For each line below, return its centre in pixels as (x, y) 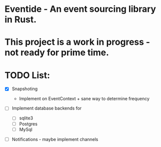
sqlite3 (26, 118)
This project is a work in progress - (77, 42)
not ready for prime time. (57, 53)
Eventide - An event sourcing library (80, 9)
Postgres (28, 124)
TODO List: (27, 75)
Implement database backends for (47, 108)
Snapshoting (25, 89)
